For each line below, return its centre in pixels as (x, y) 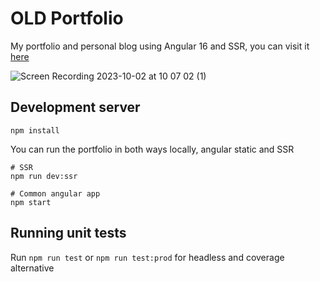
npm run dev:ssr (44, 176)
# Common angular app (55, 193)
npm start (31, 202)
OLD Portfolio (67, 18)
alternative (32, 268)
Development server (75, 107)
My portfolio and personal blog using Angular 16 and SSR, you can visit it (160, 46)
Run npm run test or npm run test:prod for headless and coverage (147, 257)
